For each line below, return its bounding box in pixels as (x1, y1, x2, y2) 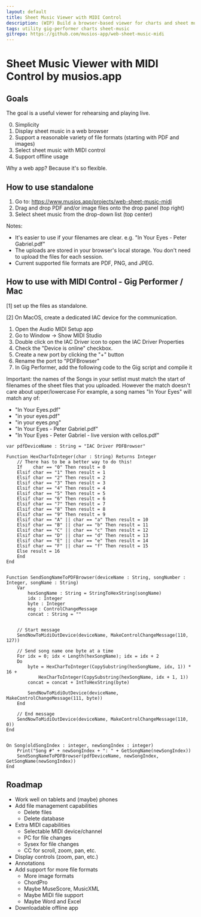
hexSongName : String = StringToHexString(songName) (28, 590, 162, 596)
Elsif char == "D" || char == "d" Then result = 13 (17, 532, 148, 538)
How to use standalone (6, 182, 94, 192)
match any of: (6, 394, 41, 401)
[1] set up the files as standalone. (6, 302, 88, 309)
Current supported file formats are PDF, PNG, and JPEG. (14, 259, 154, 266)
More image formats (23, 872, 74, 879)
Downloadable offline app (14, 904, 79, 911)
